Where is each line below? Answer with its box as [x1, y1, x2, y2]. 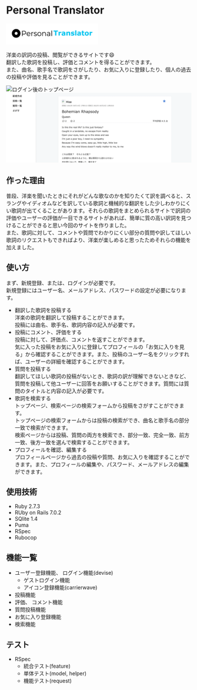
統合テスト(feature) [23, 662, 71, 669]
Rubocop [14, 534, 37, 541]
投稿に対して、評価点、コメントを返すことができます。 [14, 336, 148, 343]
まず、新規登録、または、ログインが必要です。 [6, 279, 119, 286]
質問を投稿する [14, 365, 51, 372]
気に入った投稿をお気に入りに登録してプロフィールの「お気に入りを [14, 343, 180, 350]
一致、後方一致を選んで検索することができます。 [14, 438, 133, 446]
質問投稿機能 [14, 606, 46, 613]
